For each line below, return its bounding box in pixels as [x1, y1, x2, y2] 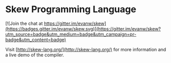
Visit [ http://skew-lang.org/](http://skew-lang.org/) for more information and [5, 46, 166, 52]
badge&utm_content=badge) [5, 37, 66, 43]
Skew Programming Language [5, 4, 137, 15]
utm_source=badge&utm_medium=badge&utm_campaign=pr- [5, 31, 137, 37]
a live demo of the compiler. [5, 52, 64, 58]
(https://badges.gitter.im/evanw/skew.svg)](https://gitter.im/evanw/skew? [5, 25, 161, 31]
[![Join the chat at [5, 20, 43, 26]
